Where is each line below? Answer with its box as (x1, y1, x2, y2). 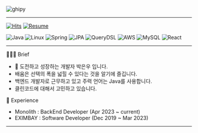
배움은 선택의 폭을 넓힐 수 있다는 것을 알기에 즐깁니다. (14, 71, 137, 77)
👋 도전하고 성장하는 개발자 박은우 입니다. (14, 63, 108, 70)
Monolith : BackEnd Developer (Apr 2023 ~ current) (14, 108, 140, 115)
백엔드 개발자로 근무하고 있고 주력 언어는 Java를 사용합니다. (14, 78, 152, 85)
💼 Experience (6, 97, 39, 104)
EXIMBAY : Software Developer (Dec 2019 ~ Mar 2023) (14, 115, 148, 121)
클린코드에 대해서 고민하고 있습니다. (14, 85, 97, 92)
